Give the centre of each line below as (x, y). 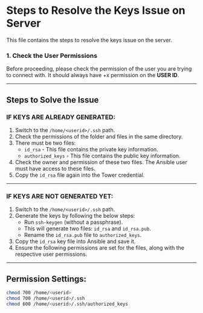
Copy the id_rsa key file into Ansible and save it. (75, 241)
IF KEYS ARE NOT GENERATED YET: (60, 196)
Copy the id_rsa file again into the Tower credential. (80, 175)
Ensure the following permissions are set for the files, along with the (100, 248)
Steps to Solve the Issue (53, 100)
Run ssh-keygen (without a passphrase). (73, 222)
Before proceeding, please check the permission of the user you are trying (99, 69)
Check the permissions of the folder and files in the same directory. (99, 136)
